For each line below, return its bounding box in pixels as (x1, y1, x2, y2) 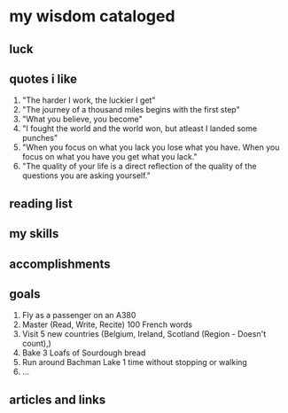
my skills (9, 226, 59, 241)
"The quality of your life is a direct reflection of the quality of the (21, 161, 257, 172)
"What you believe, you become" (21, 113, 144, 125)
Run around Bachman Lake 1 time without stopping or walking (21, 357, 248, 368)
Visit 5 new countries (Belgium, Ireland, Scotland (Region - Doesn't (21, 329, 267, 339)
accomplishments (9, 256, 111, 271)
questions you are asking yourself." (21, 170, 151, 181)
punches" (21, 133, 58, 144)
